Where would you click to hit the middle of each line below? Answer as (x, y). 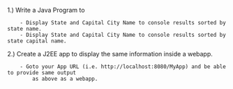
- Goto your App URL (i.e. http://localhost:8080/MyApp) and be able (123, 67)
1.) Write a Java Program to (46, 10)
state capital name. (37, 41)
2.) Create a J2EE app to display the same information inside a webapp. (110, 54)
